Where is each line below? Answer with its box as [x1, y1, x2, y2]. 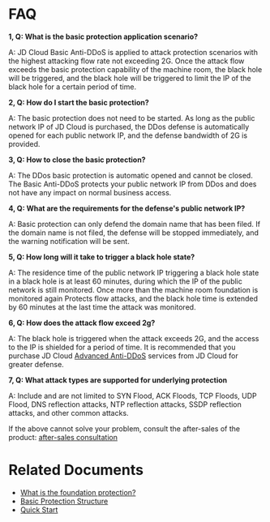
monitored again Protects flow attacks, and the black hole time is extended [8, 293, 258, 303]
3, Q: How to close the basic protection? [8, 155, 146, 165]
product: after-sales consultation [8, 432, 118, 442]
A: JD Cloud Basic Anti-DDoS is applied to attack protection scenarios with [8, 47, 258, 57]
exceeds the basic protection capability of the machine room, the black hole [8, 64, 263, 74]
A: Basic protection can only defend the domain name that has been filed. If [8, 219, 261, 229]
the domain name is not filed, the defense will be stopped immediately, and [8, 228, 259, 237]
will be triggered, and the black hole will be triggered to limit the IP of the [8, 73, 251, 83]
